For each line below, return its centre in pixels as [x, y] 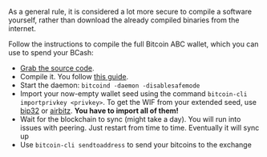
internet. [22, 28]
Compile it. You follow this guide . [74, 76]
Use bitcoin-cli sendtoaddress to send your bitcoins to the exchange [136, 145]
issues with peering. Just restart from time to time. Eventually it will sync [140, 128]
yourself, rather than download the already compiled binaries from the [124, 20]
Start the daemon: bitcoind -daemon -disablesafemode [110, 85]
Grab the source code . [57, 68]
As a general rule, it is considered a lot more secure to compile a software [130, 12]
